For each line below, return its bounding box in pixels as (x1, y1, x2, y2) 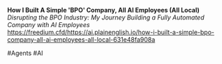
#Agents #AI (7, 49, 43, 57)
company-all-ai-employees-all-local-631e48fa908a (7, 35, 156, 44)
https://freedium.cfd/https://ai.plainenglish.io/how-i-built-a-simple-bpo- (7, 28, 215, 36)
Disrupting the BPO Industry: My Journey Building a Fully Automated (7, 13, 205, 22)
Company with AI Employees (7, 21, 90, 29)
